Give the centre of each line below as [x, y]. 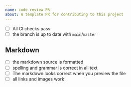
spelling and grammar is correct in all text [55, 68]
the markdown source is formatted [48, 62]
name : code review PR [28, 10]
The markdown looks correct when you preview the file [69, 73]
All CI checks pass [31, 28]
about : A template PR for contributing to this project [64, 14]
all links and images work [38, 79]
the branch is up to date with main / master [54, 34]
